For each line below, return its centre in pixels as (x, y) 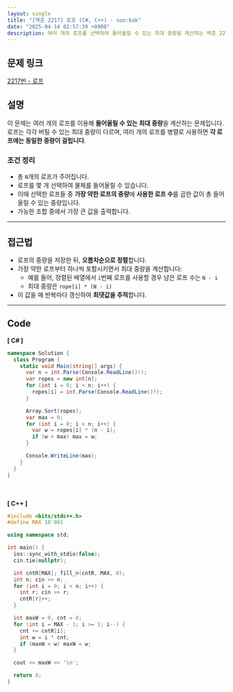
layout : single (29, 14)
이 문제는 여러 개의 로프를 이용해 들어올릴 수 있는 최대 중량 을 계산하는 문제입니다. (115, 123)
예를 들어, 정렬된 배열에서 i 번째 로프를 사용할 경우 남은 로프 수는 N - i (123, 277)
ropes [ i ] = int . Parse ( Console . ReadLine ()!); (97, 392)
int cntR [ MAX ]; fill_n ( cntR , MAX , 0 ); (70, 573)
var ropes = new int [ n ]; (61, 379)
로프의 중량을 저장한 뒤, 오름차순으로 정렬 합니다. (82, 260)
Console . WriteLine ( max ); (61, 456)
